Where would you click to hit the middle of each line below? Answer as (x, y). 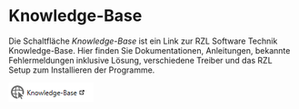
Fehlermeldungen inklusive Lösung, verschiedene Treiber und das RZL (141, 60)
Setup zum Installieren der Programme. (82, 70)
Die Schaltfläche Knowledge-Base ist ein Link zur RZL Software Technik (143, 41)
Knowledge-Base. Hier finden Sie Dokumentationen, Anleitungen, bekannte (149, 50)
